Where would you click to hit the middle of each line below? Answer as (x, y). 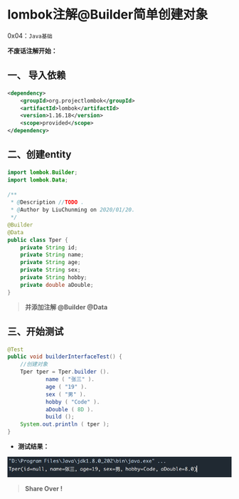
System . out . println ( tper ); (65, 424)
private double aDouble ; (57, 285)
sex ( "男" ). (66, 394)
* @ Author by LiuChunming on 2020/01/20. (73, 210)
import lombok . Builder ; (43, 172)
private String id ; (49, 247)
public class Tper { (38, 240)
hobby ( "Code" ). (73, 402)
